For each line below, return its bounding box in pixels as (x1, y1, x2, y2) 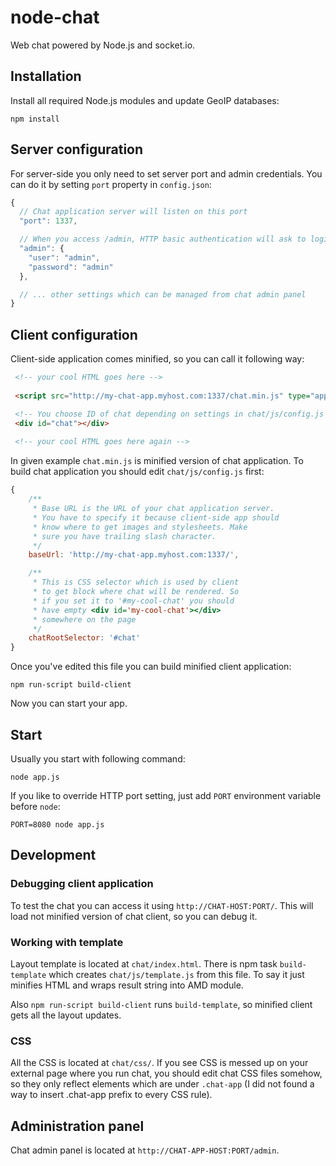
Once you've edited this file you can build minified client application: (10, 661, 292, 673)
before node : (10, 800, 61, 812)
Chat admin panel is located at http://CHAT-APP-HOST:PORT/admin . (10, 1144, 280, 1156)
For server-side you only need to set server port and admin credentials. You (10, 167, 323, 180)
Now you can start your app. (10, 697, 128, 710)
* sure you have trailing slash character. (32, 531, 217, 541)
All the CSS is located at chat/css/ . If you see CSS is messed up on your (10, 1057, 309, 1069)
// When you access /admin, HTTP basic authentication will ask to (19, 234, 307, 245)
